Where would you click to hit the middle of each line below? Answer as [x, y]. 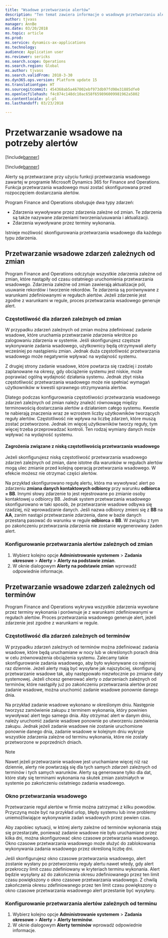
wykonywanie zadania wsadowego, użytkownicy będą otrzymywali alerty [81, 346]
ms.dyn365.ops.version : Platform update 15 [51, 80]
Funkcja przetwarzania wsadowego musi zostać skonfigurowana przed [78, 187]
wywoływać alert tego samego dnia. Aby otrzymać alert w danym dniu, [78, 715]
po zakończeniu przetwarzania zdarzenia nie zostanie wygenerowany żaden [84, 526]
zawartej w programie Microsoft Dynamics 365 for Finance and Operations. [83, 182]
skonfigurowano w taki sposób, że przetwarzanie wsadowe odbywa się [79, 504]
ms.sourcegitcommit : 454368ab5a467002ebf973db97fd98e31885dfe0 [72, 89]
